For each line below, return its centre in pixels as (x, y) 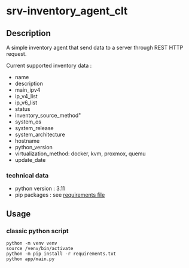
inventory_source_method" (48, 115)
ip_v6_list (26, 103)
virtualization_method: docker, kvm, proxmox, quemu (80, 153)
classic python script (37, 231)
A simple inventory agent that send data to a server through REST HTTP (95, 47)
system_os (28, 122)
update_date (30, 160)
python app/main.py (31, 259)
